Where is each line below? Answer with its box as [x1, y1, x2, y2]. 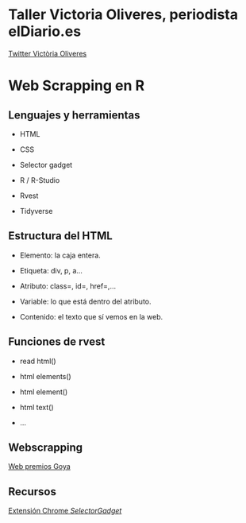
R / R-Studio [19, 175, 60, 184]
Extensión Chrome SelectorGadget [8, 506, 122, 516]
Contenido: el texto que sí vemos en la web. [19, 312, 163, 321]
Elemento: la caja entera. [19, 250, 101, 260]
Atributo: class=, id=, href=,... [19, 281, 117, 291]
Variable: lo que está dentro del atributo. [19, 296, 152, 306]
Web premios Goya [8, 462, 71, 471]
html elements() [19, 371, 71, 381]
